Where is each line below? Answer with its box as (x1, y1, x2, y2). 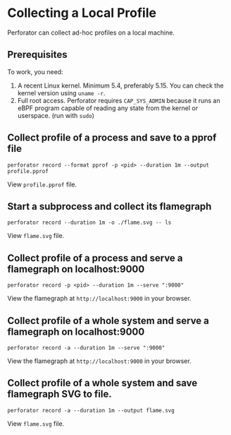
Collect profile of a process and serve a (7, 252, 183, 264)
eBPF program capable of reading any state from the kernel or (17, 104, 199, 112)
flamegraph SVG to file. (7, 388, 113, 400)
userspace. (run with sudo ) (17, 111, 95, 119)
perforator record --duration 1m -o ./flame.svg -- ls (7, 219, 172, 227)
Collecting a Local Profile (7, 5, 157, 21)
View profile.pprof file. (7, 180, 77, 189)
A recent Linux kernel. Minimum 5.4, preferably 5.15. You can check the (17, 81, 224, 90)
